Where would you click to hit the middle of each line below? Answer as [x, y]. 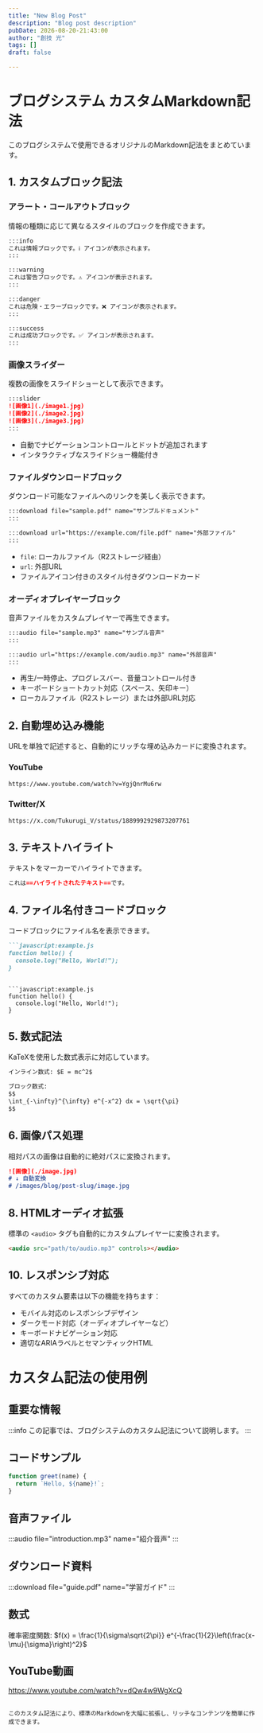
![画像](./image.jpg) [43, 1171]
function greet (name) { [48, 1477]
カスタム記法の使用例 [78, 1378]
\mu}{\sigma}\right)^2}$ [48, 1644]
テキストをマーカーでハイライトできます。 [77, 868]
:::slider [25, 399]
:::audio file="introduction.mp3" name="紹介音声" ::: [93, 1538]
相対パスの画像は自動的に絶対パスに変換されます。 [91, 1156]
